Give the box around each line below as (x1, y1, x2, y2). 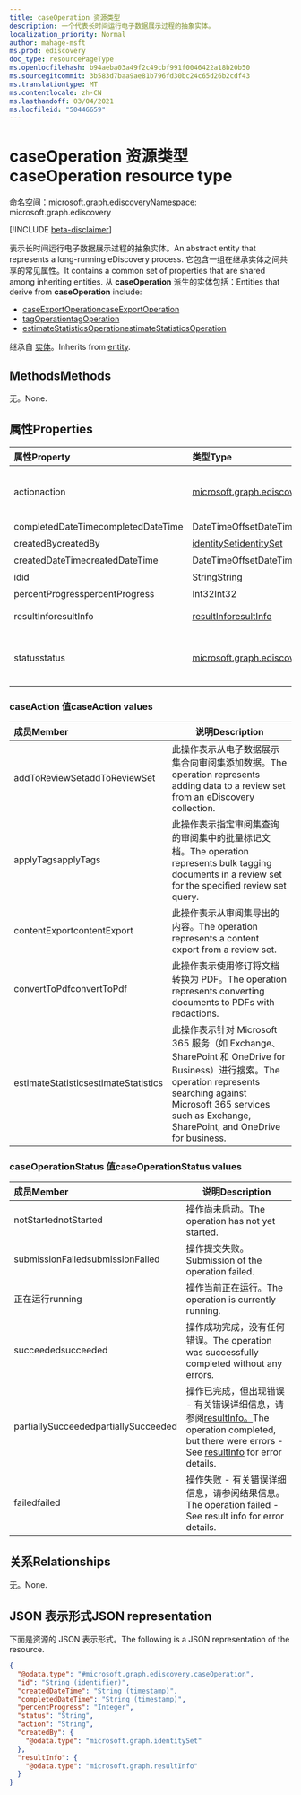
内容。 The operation (171, 921, 258, 933)
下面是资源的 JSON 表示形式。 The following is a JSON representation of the (9, 1634, 290, 1645)
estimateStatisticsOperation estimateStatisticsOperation (21, 323, 227, 334)
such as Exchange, (171, 1109, 252, 1122)
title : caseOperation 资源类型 (9, 13, 121, 22)
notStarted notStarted (13, 1213, 103, 1226)
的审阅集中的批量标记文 (171, 832, 271, 845)
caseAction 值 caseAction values (9, 700, 154, 713)
